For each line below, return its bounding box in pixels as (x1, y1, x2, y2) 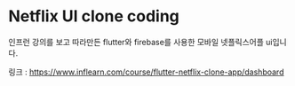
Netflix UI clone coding (8, 6, 179, 27)
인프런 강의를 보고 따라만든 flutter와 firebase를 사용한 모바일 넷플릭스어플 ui (8, 36, 273, 47)
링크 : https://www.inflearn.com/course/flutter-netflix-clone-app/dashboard (8, 66, 284, 77)
